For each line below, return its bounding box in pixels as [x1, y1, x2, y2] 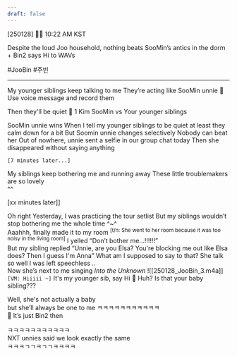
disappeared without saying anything [7, 143, 115, 152]
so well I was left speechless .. [7, 259, 96, 267]
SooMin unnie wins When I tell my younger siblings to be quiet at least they [7, 121, 226, 129]
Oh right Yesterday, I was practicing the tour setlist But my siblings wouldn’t [7, 211, 227, 220]
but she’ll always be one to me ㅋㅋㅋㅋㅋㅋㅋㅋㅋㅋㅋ [7, 303, 160, 312]
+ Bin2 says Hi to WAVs [7, 51, 75, 59]
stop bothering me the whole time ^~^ [7, 219, 118, 228]
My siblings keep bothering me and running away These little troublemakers [7, 169, 228, 178]
